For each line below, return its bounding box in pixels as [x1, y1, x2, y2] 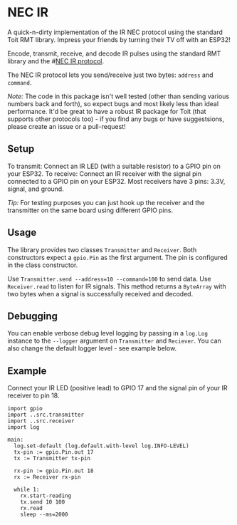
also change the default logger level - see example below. [7, 344, 177, 353]
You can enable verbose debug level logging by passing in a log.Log [7, 329, 209, 338]
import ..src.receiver [7, 417, 75, 425]
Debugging [7, 310, 58, 322]
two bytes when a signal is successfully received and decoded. [7, 289, 194, 298]
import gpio [7, 405, 43, 412]
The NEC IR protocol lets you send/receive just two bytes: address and [7, 71, 214, 79]
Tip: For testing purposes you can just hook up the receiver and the [7, 198, 205, 207]
